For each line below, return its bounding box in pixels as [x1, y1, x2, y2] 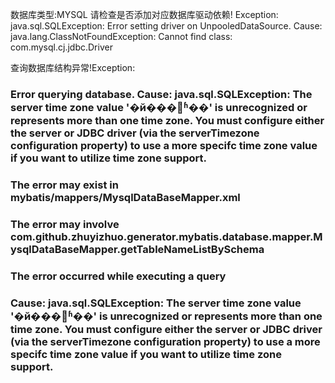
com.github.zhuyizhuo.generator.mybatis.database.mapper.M [10, 229, 323, 243]
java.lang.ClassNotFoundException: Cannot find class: [10, 31, 233, 42]
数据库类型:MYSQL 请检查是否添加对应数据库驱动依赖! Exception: [10, 9, 279, 20]
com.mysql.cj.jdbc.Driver [10, 41, 113, 53]
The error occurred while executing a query [10, 269, 227, 283]
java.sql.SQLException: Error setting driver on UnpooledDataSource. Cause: [10, 20, 323, 32]
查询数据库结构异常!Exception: [10, 62, 136, 73]
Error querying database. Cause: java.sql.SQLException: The [10, 87, 313, 101]
